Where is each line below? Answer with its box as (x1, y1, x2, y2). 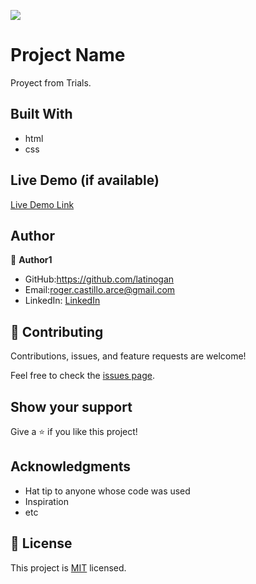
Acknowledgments (10, 458, 132, 475)
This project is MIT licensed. (10, 561, 127, 574)
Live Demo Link (10, 198, 75, 210)
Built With (10, 106, 73, 123)
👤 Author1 (10, 254, 53, 266)
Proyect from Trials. (10, 76, 92, 89)
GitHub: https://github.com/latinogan (24, 273, 175, 285)
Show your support (10, 398, 133, 415)
